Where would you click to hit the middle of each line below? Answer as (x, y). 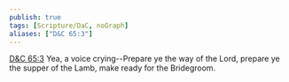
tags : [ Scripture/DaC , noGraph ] (69, 26)
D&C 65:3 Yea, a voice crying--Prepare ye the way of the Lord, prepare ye (145, 59)
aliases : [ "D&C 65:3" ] (51, 34)
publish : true (35, 17)
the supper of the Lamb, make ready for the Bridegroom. (113, 68)
